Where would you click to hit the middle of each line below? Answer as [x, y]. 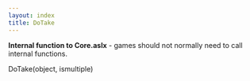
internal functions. [38, 53]
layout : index [32, 15]
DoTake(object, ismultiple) [51, 68]
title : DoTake [32, 23]
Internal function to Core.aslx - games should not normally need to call [126, 45]
